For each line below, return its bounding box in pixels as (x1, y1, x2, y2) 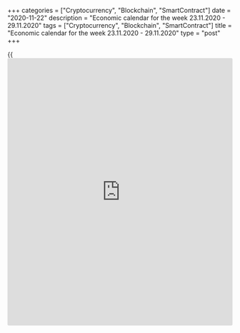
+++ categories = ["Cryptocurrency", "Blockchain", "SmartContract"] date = (7, 6, 231, 14)
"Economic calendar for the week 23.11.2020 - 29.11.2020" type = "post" (7, 29, 221, 37)
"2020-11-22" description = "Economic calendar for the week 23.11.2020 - (7, 14, 226, 22)
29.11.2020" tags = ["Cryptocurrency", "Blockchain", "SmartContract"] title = (7, 21, 232, 29)
